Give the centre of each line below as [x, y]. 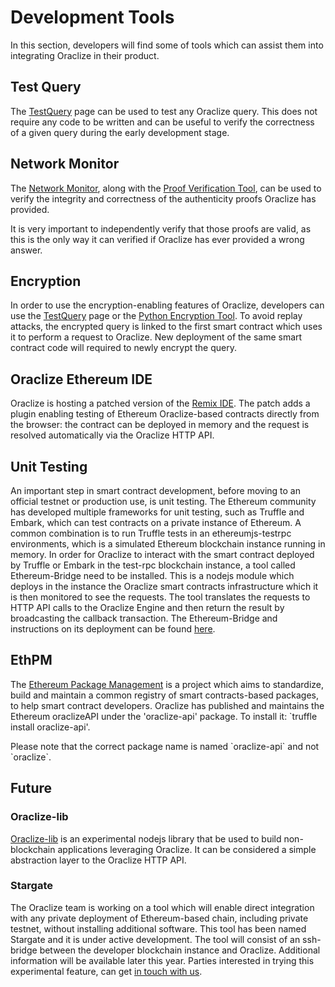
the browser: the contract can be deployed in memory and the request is [160, 425]
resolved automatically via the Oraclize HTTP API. [112, 435]
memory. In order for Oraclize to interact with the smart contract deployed [162, 554]
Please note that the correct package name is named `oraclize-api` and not [165, 746]
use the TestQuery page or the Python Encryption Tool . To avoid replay [156, 316]
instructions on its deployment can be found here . [113, 629]
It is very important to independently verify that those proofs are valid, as [161, 228]
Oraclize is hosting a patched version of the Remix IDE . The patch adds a [160, 403]
